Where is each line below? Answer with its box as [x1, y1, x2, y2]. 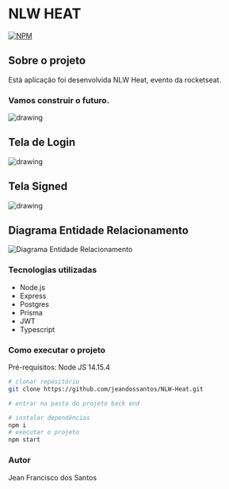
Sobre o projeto [8, 54, 86, 67]
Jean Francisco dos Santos [8, 472, 97, 482]
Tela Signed [8, 180, 68, 193]
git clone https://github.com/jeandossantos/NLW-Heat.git [8, 385, 204, 393]
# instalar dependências [8, 414, 90, 422]
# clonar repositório [8, 378, 80, 386]
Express [19, 291, 47, 300]
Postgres [19, 299, 50, 309]
